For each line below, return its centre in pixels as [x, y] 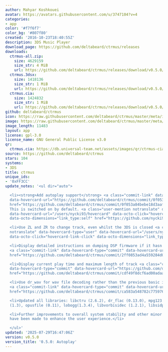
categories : [17, 19]
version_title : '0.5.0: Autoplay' [41, 342]
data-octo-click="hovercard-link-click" [52, 237]
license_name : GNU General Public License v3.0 [56, 140]
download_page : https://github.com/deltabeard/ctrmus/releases [72, 47]
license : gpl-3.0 [23, 135]
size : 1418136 [29, 79]
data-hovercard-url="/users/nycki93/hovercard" [60, 214]
